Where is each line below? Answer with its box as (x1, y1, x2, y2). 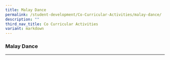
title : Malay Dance (5, 7, 47, 13)
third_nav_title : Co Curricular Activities (5, 21, 99, 27)
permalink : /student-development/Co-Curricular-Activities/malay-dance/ (5, 12, 162, 17)
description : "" (5, 17, 39, 22)
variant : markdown (5, 26, 44, 31)
